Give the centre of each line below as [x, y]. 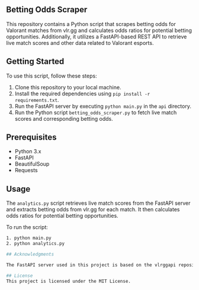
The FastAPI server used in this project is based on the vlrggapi [91, 265]
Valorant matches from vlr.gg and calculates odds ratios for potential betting [99, 30]
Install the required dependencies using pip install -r [82, 94]
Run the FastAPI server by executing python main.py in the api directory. [103, 106]
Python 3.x [28, 152]
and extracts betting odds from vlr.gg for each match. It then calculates [93, 210]
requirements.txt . [37, 99]
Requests [26, 170]
